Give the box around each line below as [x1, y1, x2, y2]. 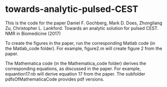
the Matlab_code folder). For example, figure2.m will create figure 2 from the [5, 45, 163, 51]
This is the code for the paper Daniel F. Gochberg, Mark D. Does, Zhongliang [5, 20, 163, 26]
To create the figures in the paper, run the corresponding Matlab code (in [5, 40, 156, 46]
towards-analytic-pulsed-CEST [5, 3, 139, 15]
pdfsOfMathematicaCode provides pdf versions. [5, 76, 105, 82]
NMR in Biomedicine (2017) [5, 30, 61, 36]
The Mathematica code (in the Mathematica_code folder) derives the [5, 60, 147, 66]
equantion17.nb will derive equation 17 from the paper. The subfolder [5, 71, 146, 77]
